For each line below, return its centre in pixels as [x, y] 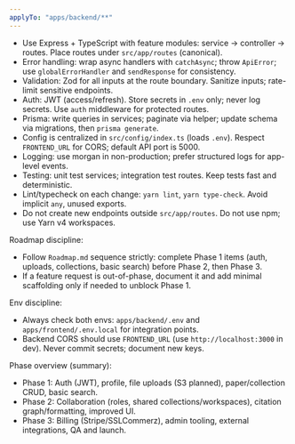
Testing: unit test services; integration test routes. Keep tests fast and [149, 175]
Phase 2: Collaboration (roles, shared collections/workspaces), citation [151, 401]
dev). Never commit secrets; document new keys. [113, 348]
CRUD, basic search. [60, 392]
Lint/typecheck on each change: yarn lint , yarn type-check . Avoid [145, 194]
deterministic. [47, 184]
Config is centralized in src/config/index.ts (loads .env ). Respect [143, 137]
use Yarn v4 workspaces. [68, 222]
